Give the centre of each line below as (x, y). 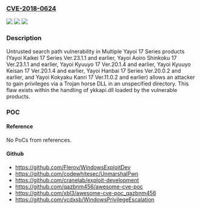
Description (24, 38)
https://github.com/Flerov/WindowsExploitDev (73, 167)
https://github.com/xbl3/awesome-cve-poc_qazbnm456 (86, 193)
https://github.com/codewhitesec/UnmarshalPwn (77, 173)
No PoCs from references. (39, 140)
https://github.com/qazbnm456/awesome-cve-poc (79, 187)
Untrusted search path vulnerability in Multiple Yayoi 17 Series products (96, 51)
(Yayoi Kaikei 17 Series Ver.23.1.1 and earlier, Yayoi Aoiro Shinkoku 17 (92, 58)
